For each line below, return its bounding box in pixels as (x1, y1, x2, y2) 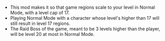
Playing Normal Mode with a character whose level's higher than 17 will (10, 15, 159, 21)
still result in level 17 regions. (10, 20, 70, 26)
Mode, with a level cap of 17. (10, 10, 70, 16)
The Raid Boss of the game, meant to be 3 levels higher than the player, (10, 26, 160, 32)
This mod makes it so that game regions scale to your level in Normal (10, 5, 155, 10)
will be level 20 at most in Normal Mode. (10, 31, 95, 37)
